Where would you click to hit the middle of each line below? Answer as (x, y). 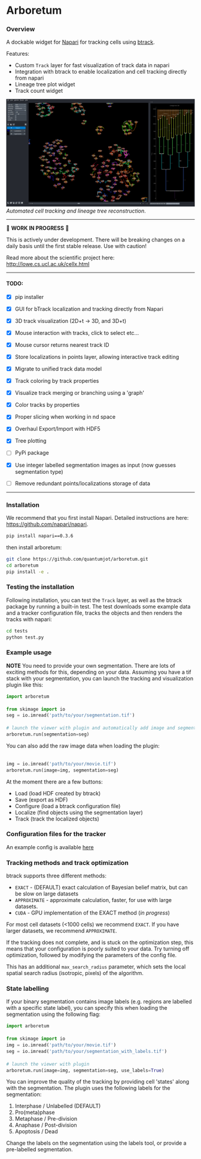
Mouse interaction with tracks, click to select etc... (77, 332)
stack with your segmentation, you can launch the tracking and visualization (100, 678)
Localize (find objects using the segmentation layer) (79, 812)
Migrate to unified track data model (58, 369)
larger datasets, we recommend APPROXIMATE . (62, 931)
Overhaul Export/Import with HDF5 (57, 429)
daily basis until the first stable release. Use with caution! (77, 246)
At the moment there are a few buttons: (54, 782)
